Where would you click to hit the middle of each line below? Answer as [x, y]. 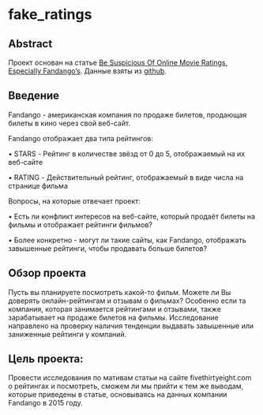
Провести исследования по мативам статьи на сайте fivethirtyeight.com [130, 378]
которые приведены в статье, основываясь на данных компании [118, 394]
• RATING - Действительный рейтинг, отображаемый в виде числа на [126, 177]
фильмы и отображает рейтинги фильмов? [80, 224]
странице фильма [38, 185]
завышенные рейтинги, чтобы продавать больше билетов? [108, 248]
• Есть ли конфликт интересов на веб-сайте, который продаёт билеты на [131, 216]
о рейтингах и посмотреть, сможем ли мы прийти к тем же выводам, [126, 386]
